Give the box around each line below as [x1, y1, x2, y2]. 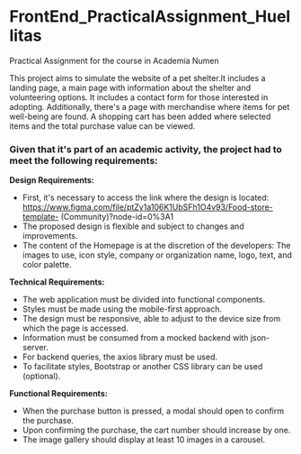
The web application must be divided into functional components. [22, 295, 266, 305]
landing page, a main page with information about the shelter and [9, 82, 252, 93]
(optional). [22, 371, 61, 382]
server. [22, 342, 49, 353]
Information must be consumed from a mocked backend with [22, 332, 249, 343]
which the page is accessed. [22, 322, 128, 334]
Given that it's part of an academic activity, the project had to [9, 142, 283, 155]
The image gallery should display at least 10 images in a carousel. [22, 434, 266, 445]
